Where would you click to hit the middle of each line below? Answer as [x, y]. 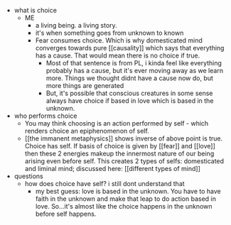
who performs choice [45, 116]
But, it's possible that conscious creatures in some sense [129, 93]
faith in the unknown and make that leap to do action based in [126, 199]
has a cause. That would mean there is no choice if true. [118, 55]
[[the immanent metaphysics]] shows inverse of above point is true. [124, 138]
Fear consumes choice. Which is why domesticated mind [119, 40]
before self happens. [66, 214]
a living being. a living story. [76, 25]
